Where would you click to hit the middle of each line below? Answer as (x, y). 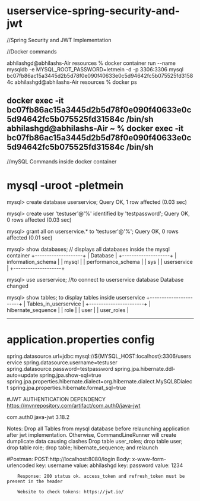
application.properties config (81, 339)
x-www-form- (149, 459)
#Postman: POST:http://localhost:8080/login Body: (69, 459)
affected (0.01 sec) (30, 237)
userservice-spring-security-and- (93, 11)
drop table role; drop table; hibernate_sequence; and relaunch (82, 448)
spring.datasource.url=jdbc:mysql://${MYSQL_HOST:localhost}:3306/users (99, 356)
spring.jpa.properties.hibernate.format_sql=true (68, 387)
